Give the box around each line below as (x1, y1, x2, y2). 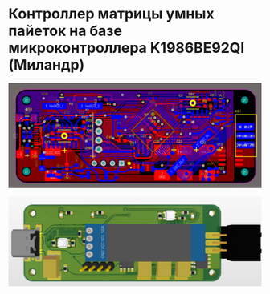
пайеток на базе (8, 22, 123, 40)
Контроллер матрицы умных (8, 5, 215, 23)
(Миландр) (8, 56, 85, 75)
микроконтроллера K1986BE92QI (8, 39, 245, 57)
